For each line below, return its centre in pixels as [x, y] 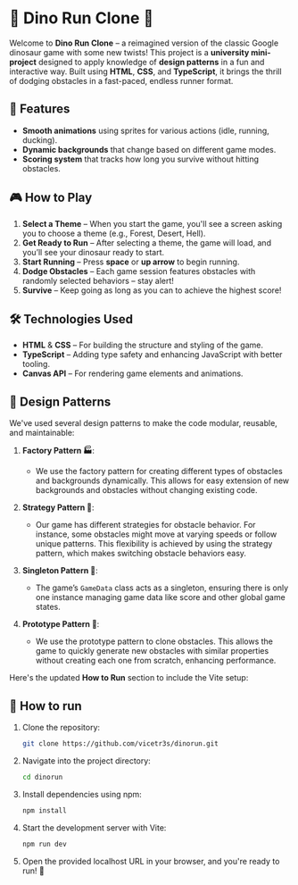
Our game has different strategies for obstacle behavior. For [145, 525]
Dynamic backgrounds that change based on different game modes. [149, 149]
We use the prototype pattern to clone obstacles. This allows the [154, 641]
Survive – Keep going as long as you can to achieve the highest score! [152, 290]
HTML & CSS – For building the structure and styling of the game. [142, 345]
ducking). [40, 140]
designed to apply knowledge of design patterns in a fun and [152, 62]
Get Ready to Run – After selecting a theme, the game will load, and [147, 242]
